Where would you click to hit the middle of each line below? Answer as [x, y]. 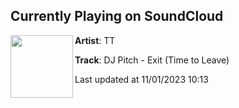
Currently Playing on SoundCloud [117, 16]
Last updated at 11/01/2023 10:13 [141, 79]
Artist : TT [95, 40]
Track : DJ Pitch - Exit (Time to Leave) [152, 60]
